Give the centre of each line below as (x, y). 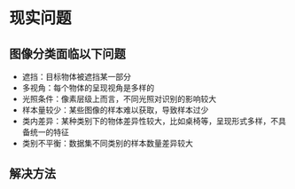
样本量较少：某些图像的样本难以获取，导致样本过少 (115, 110)
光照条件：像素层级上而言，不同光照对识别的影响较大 (119, 99)
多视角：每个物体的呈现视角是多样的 (88, 88)
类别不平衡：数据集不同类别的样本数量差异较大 (107, 143)
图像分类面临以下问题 (67, 54)
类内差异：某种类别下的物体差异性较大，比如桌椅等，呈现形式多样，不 (150, 121)
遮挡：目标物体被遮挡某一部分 (76, 77)
